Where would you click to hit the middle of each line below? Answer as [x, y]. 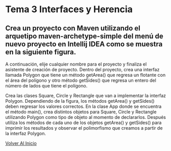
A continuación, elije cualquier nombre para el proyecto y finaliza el [76, 64]
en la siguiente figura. [41, 52]
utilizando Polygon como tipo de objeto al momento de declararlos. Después [86, 117]
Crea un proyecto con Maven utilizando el [73, 28]
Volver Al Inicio [21, 143]
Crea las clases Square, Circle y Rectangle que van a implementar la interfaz [86, 96]
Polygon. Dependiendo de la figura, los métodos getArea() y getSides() [80, 101]
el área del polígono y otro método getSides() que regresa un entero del [81, 80]
